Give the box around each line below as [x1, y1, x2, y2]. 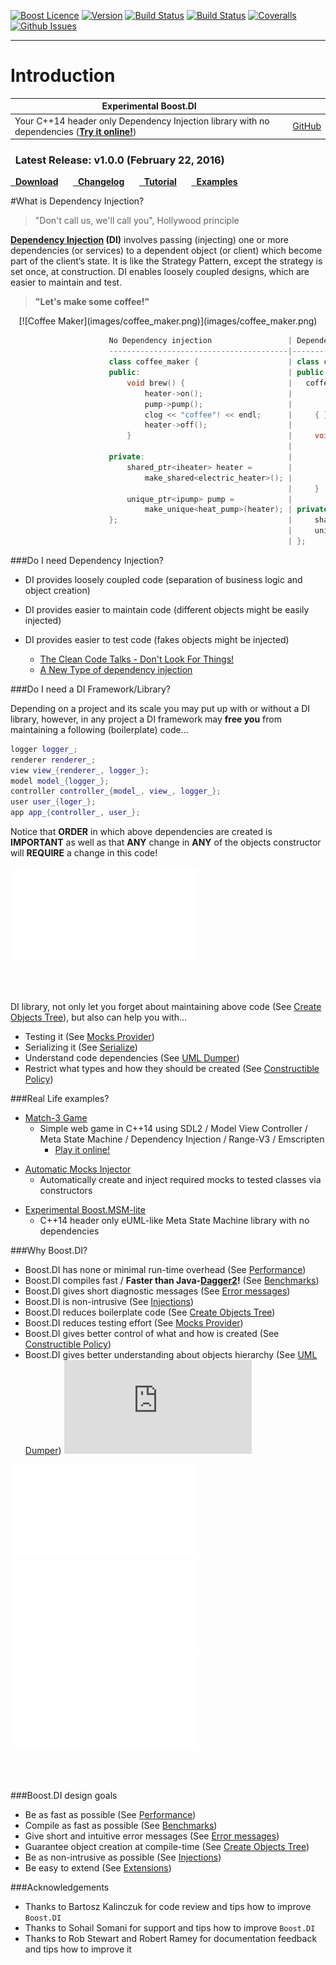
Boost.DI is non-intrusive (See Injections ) [24, 1296, 194, 1308]
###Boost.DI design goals [10, 1790, 118, 1802]
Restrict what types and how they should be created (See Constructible [24, 1063, 320, 1075]
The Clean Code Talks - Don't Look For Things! [39, 653, 235, 665]
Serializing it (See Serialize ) [24, 1041, 138, 1054]
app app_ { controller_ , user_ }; [10, 808, 141, 818]
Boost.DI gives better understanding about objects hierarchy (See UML [24, 1349, 318, 1361]
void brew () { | [126, 378, 293, 388]
